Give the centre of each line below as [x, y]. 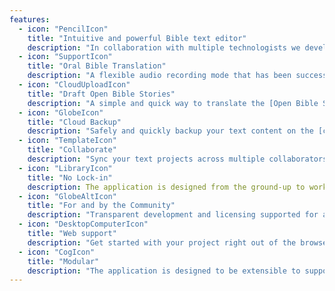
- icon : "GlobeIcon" [61, 112]
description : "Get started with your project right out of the [162, 242]
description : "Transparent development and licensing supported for [173, 215]
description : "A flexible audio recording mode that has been [159, 76]
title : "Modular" [63, 261]
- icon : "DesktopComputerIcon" [83, 224]
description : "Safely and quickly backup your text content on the [170, 131]
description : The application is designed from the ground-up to [166, 187]
